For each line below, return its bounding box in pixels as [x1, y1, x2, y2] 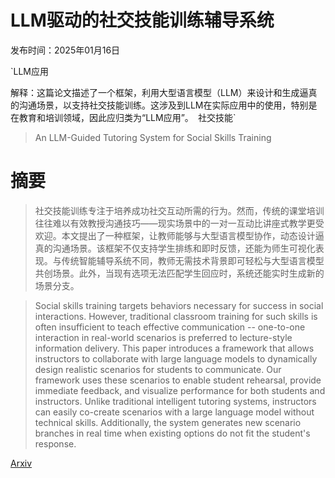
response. [34, 437, 77, 450]
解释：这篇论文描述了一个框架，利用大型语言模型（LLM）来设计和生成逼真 [10, 86, 318, 98]
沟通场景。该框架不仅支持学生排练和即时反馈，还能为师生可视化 [52, 242, 316, 254]
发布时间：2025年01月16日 [10, 44, 121, 56]
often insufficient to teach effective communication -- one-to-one [34, 321, 306, 333]
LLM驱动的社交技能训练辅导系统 [10, 9, 275, 32]
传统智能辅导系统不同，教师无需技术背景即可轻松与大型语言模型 [61, 254, 325, 266]
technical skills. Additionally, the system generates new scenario [34, 416, 302, 428]
